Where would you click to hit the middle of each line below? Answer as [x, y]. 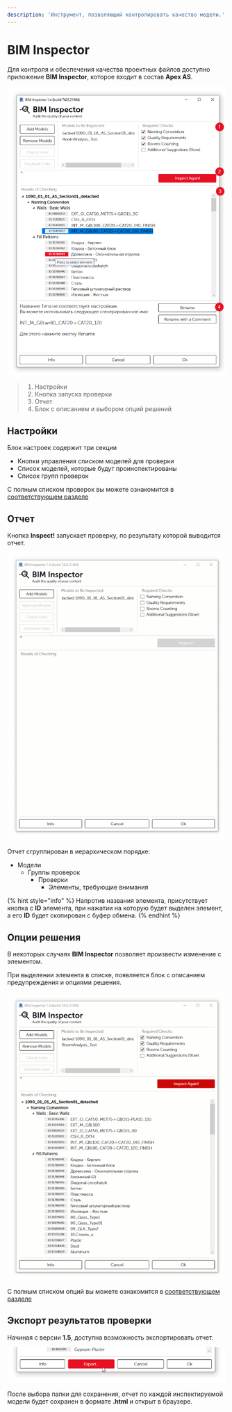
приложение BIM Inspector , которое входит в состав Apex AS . [100, 77]
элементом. [25, 962]
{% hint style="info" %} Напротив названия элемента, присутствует [108, 901]
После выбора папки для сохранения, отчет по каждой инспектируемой [115, 1394]
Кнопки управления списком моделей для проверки [96, 461]
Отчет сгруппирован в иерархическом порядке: [79, 851]
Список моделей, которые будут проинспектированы [97, 469]
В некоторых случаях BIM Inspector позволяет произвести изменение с [114, 954]
